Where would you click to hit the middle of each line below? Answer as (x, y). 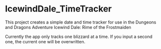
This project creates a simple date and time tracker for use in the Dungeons (81, 22)
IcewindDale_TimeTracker (58, 9)
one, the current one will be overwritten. (45, 41)
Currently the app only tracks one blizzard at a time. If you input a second (79, 37)
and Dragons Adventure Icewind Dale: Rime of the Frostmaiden (68, 27)
